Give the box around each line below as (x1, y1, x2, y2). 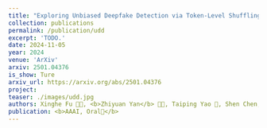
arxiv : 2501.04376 (8, 64, 69, 72)
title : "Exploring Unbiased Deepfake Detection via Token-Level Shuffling (8, 11, 261, 20)
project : (8, 85, 37, 94)
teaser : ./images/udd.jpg (8, 93, 94, 101)
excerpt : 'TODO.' (8, 33, 66, 42)
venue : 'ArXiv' (8, 56, 59, 64)
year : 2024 (8, 48, 44, 56)
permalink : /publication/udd (8, 26, 105, 34)
